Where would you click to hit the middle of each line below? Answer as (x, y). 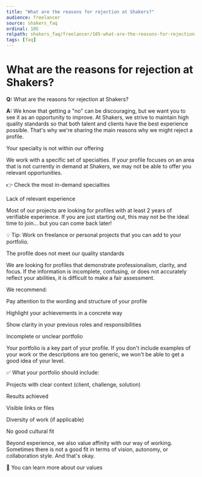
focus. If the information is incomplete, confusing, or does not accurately (96, 271)
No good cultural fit (30, 431)
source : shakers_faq (32, 23)
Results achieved (27, 396)
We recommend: (27, 289)
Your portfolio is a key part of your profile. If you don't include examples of (99, 348)
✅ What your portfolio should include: (53, 372)
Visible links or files (30, 408)
